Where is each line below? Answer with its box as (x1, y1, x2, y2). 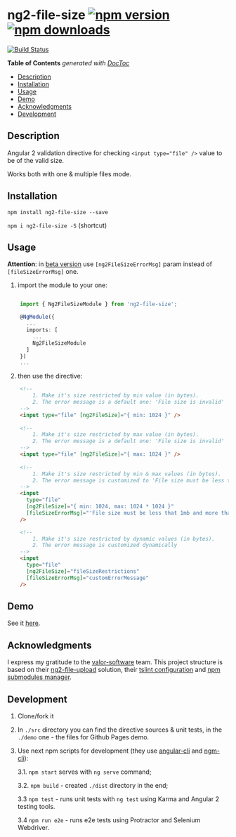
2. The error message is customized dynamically (32, 541, 178, 549)
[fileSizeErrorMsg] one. (7, 268, 79, 276)
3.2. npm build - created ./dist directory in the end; (17, 781, 169, 789)
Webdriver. (17, 823, 50, 831)
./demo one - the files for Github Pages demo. (17, 732, 150, 741)
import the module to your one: (17, 281, 107, 289)
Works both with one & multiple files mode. (7, 169, 132, 178)
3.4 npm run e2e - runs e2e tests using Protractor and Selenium (17, 815, 201, 824)
